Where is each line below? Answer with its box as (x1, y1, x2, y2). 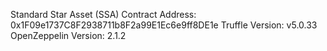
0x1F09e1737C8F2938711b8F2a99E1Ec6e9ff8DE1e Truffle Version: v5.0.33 (10, 19, 318, 31)
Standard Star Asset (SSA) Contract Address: (10, 9, 197, 20)
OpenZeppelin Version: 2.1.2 (10, 30, 127, 41)
